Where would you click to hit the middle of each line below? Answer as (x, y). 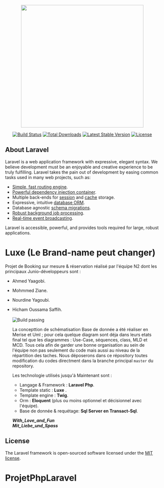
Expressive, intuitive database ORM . (48, 202)
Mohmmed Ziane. (30, 290)
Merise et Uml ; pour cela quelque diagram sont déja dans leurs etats (82, 334)
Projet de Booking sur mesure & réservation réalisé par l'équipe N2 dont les (81, 266)
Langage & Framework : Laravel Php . (57, 385)
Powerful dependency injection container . (54, 192)
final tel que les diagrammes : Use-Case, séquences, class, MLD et (80, 340)
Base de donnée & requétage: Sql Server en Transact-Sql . (79, 411)
